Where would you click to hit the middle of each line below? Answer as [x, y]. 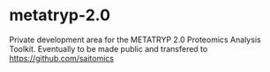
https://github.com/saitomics [62, 58]
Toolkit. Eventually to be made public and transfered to [109, 48]
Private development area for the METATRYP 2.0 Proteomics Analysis [135, 40]
